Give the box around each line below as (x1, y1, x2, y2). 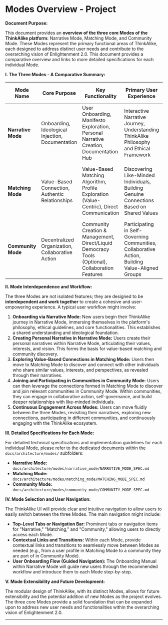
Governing (124, 233, 149, 240)
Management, (81, 233, 115, 240)
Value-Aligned (124, 264, 158, 271)
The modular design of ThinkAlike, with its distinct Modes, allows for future (5, 588, 160, 594)
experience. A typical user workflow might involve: (32, 304, 136, 310)
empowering (5, 304, 31, 310)
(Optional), (81, 258, 107, 265)
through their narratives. (12, 372, 62, 378)
